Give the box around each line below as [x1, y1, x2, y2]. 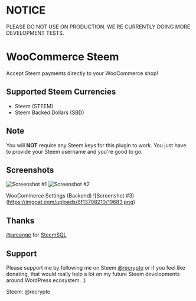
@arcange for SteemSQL [6, 231, 67, 238]
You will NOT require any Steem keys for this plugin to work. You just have [6, 141, 187, 148]
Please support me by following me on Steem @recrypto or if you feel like [6, 264, 185, 271]
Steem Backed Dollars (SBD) [14, 109, 84, 116]
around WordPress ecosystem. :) [6, 276, 86, 284]
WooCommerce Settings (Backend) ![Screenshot [6, 192, 125, 199]
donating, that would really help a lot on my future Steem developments [6, 270, 180, 277]
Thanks [6, 215, 35, 225]
